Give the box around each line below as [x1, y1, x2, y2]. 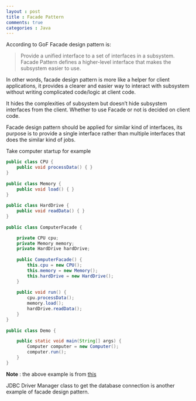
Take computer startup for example [6, 148, 91, 155]
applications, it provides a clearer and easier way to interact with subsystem [6, 83, 190, 90]
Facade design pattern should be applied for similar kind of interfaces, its [6, 124, 183, 131]
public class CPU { [6, 159, 54, 165]
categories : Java [6, 25, 51, 31]
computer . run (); [27, 349, 67, 355]
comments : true [6, 19, 43, 25]
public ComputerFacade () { [16, 257, 82, 263]
